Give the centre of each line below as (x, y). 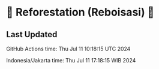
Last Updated (32, 34)
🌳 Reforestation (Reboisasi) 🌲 (80, 12)
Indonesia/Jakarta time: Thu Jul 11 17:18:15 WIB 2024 (71, 60)
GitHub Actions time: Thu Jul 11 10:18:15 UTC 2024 (68, 49)
